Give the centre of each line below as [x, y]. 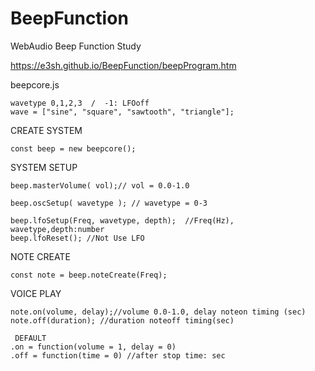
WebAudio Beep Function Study [76, 46]
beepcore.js [35, 84]
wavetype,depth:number [57, 229]
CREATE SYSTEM [46, 130]
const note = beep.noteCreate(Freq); [89, 275]
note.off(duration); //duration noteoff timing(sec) [122, 320]
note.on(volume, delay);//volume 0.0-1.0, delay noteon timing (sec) [158, 312]
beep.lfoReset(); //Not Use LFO [77, 238]
